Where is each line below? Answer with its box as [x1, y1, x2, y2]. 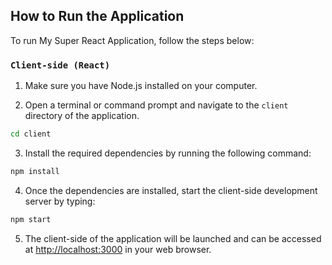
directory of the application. [24, 110, 140, 122]
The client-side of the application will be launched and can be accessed [24, 232, 322, 244]
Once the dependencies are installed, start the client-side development [24, 184, 318, 196]
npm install [10, 166, 60, 176]
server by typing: [24, 195, 96, 207]
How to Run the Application [10, 8, 185, 25]
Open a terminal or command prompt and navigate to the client [24, 99, 289, 111]
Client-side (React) [10, 59, 111, 71]
